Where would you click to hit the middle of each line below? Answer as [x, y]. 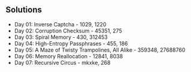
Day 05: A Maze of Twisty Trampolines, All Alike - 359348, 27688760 [100, 50]
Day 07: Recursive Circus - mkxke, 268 [62, 62]
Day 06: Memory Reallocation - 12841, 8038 [69, 56]
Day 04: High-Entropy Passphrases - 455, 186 [71, 43]
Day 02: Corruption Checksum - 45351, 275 [68, 31]
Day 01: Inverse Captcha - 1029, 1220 [60, 24]
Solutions [24, 10]
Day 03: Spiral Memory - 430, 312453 [61, 37]
